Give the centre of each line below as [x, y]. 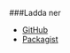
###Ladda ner [35, 13]
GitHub [35, 30]
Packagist [40, 39]
